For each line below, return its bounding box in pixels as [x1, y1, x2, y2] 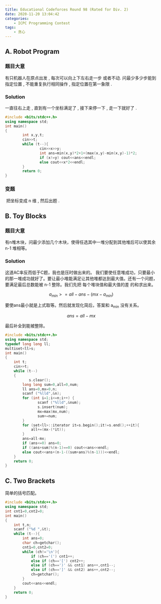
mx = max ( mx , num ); [37, 409, 70, 414]
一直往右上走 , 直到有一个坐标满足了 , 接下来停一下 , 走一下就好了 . [5, 105, 137, 111]
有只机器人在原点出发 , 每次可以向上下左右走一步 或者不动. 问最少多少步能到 [5, 75, 156, 80]
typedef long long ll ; [5, 341, 51, 347]
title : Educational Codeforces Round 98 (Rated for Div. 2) [5, 7, 129, 12]
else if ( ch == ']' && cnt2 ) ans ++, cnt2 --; [30, 568, 116, 572]
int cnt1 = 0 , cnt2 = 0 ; [5, 509, 44, 514]
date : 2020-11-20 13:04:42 [5, 12, 59, 16]
